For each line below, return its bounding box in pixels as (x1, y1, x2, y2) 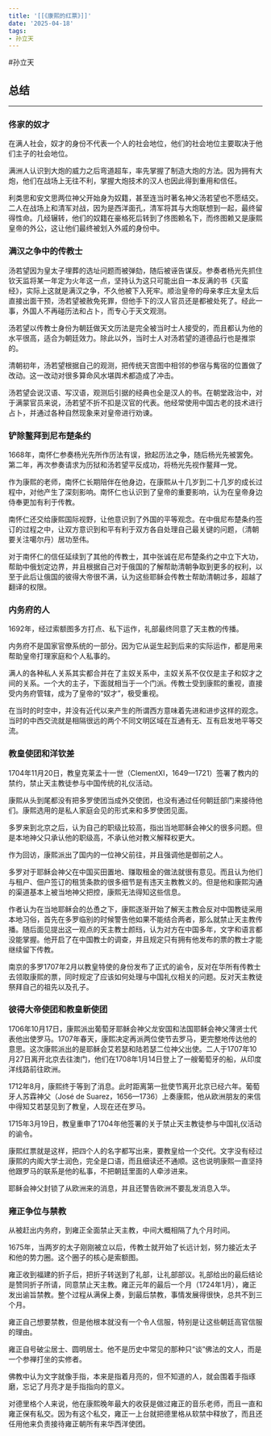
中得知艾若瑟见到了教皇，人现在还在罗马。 (8, 1101, 150, 1111)
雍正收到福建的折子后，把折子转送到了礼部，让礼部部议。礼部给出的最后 (8, 1270, 248, 1279)
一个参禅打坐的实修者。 (8, 1354, 86, 1364)
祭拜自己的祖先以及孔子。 (8, 982, 94, 991)
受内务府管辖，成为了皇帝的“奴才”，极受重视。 (8, 689, 164, 698)
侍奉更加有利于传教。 (8, 497, 79, 507)
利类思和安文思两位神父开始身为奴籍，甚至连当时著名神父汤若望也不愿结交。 (8, 193, 263, 203)
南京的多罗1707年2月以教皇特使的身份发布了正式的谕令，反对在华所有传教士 (8, 961, 261, 971)
